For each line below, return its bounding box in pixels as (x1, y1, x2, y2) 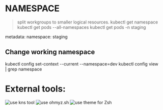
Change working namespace (5, 48, 95, 56)
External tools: (5, 83, 66, 94)
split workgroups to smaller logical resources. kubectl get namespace (17, 19, 158, 25)
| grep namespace (5, 66, 42, 72)
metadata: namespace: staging (5, 34, 68, 40)
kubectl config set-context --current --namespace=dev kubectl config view (5, 61, 159, 66)
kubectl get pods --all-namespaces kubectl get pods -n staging (17, 24, 146, 30)
